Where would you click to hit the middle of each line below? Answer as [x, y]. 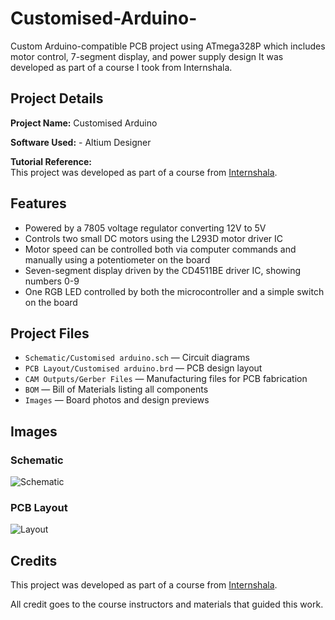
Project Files [50, 333]
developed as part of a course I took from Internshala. [121, 67]
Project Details [57, 98]
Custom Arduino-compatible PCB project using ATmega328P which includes [168, 46]
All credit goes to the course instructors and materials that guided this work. [167, 604]
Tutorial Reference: [51, 161]
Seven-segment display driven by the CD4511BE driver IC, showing [163, 270]
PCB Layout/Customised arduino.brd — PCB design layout [143, 368]
